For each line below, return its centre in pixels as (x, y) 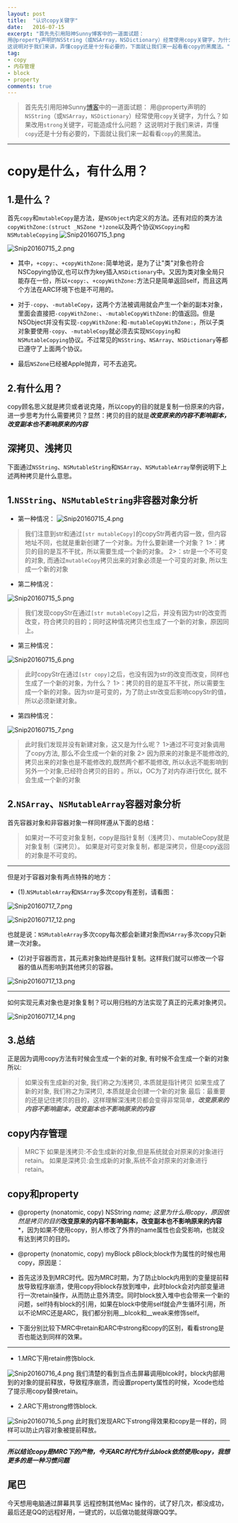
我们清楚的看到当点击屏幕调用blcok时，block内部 (147, 1373)
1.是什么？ (30, 200)
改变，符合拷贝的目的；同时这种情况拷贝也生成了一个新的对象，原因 (124, 621)
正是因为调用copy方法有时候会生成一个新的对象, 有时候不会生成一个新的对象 (118, 1059)
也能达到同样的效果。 (55, 1336)
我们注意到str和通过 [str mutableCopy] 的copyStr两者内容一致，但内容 (126, 534)
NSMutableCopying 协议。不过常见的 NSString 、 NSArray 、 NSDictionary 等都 (123, 340)
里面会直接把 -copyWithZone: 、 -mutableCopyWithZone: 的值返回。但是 (116, 313)
